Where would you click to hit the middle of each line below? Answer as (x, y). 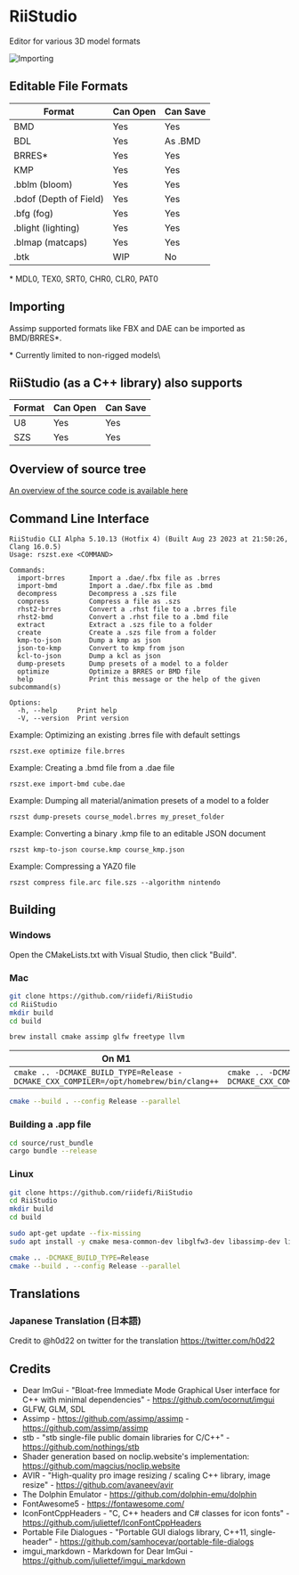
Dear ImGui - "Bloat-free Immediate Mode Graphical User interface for (151, 1391)
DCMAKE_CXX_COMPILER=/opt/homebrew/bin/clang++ (117, 1081)
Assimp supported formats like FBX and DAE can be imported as (127, 328)
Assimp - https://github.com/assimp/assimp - (105, 1419)
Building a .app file (50, 1124)
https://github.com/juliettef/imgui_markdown (104, 1561)
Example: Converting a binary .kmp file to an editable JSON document (137, 833)
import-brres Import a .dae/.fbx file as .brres (119, 578)
